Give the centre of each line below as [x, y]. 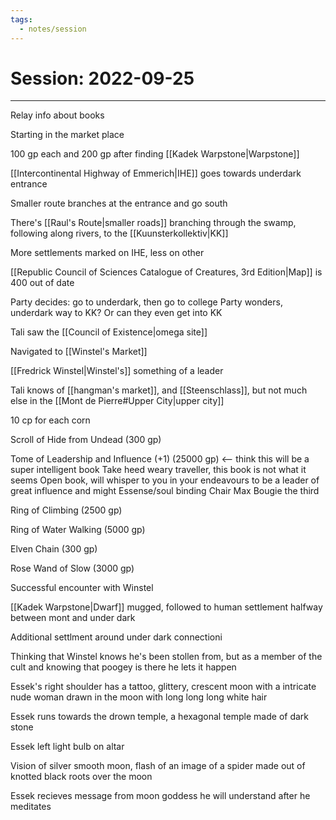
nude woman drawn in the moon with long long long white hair [139, 697]
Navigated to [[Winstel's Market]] [79, 352]
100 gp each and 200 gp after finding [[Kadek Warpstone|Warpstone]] [155, 154]
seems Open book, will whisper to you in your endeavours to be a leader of [165, 480]
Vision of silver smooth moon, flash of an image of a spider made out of [158, 766]
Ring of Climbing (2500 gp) [66, 510]
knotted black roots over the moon [81, 777]
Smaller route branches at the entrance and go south [119, 203]
